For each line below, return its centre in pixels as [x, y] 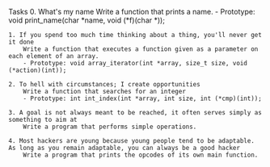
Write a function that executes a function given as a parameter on [141, 49]
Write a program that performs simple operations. [110, 127]
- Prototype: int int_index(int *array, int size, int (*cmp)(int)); [143, 98]
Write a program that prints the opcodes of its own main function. [141, 155]
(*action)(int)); [38, 70]
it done [21, 42]
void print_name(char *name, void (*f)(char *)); [87, 20]
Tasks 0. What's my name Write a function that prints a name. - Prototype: [132, 12]
